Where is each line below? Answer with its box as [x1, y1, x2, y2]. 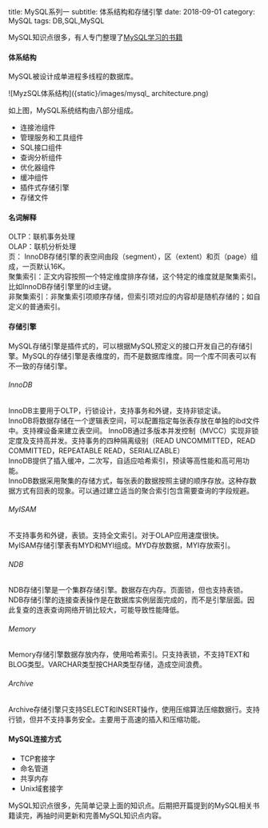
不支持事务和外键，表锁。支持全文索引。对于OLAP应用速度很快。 [8, 531, 224, 541]
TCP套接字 [19, 754, 56, 763]
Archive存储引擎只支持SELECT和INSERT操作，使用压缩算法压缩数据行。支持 [8, 704, 260, 714]
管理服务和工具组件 [19, 133, 84, 143]
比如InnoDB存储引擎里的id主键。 [8, 282, 116, 291]
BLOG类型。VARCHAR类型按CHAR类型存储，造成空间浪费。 [8, 660, 206, 669]
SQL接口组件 [19, 143, 62, 152]
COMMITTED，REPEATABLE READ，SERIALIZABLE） [8, 445, 185, 455]
